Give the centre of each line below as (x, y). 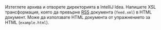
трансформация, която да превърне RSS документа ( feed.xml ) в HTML (79, 12)
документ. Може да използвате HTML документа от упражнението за (78, 17)
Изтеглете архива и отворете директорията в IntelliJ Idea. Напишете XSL (80, 7)
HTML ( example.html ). (27, 22)
